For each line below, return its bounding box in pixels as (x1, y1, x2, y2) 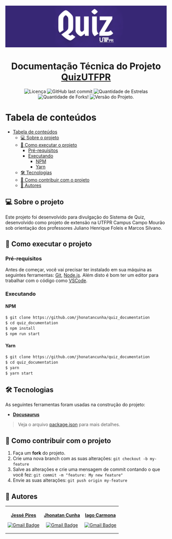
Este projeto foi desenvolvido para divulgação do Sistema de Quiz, (5, 214, 146, 220)
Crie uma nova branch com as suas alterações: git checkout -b (12, 455, 148, 462)
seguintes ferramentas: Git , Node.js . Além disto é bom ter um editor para (5, 272, 159, 278)
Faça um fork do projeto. (12, 450, 66, 456)
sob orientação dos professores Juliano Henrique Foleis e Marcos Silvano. (5, 225, 162, 231)
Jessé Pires (11, 512, 37, 518)
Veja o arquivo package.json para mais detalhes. (17, 422, 120, 428)
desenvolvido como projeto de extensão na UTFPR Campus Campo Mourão (5, 219, 165, 226)
